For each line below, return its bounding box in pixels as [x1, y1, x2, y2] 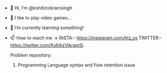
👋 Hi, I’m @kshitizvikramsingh [10, 5, 73, 11]
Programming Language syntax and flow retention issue [17, 62, 135, 68]
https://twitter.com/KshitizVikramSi [10, 42, 83, 48]
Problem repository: [10, 52, 52, 58]
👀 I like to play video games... [10, 15, 72, 20]
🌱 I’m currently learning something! [10, 25, 84, 31]
